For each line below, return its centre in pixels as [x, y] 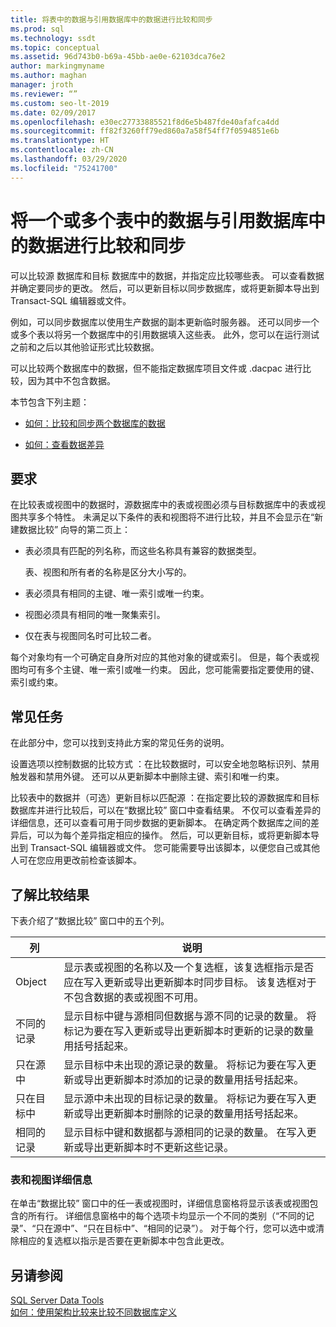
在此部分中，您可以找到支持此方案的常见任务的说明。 [120, 743]
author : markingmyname [57, 66]
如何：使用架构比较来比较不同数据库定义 [93, 1312]
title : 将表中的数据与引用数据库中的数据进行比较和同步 [111, 19]
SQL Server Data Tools [57, 1300]
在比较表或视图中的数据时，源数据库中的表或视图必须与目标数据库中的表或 [163, 505]
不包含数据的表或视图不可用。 [134, 997]
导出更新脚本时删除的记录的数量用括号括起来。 [194, 1113]
